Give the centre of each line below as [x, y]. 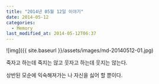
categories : [21, 22]
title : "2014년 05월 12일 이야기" [45, 12]
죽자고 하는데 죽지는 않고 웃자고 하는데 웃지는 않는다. [67, 63]
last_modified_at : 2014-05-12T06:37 [51, 34]
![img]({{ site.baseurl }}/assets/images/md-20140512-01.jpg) [80, 50]
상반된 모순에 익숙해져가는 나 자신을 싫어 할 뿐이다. [64, 75]
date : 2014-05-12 [27, 17]
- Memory [22, 28]
